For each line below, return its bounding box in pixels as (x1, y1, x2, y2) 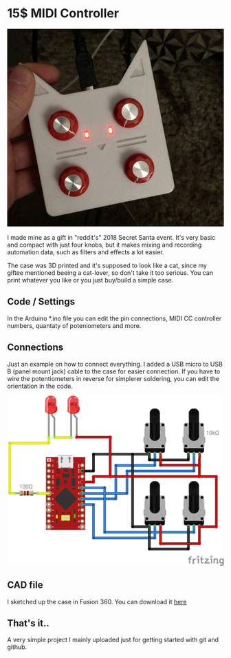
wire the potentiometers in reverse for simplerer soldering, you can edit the (7, 374, 220, 382)
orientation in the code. (7, 382, 74, 390)
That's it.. (7, 617, 50, 629)
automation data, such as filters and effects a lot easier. (7, 247, 164, 256)
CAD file (7, 579, 43, 591)
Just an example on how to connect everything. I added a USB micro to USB (7, 360, 223, 368)
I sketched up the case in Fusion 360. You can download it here (7, 597, 187, 606)
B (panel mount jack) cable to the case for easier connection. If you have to (7, 367, 221, 376)
